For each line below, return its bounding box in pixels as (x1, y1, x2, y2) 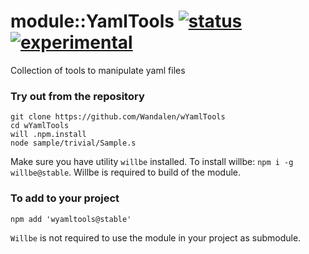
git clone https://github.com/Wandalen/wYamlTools (10, 112, 226, 122)
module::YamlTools (10, 10, 175, 33)
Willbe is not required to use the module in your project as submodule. (10, 231, 302, 244)
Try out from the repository (10, 89, 145, 103)
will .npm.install (10, 130, 87, 140)
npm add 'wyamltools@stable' (10, 214, 132, 224)
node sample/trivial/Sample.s (10, 138, 137, 149)
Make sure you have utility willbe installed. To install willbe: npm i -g (10, 156, 294, 168)
